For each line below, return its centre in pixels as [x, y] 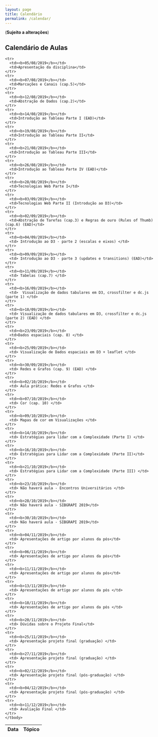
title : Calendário [24, 14]
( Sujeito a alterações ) [27, 33]
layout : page [18, 9]
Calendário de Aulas [36, 47]
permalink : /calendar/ [28, 18]
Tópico [32, 729]
